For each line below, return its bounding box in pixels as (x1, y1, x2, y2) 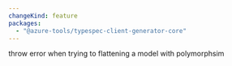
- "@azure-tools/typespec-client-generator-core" (15, 27, 187, 35)
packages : (8, 19, 42, 27)
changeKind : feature (8, 11, 79, 20)
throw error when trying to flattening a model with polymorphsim (8, 49, 225, 59)
